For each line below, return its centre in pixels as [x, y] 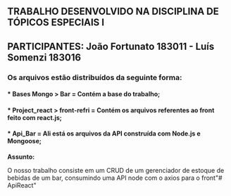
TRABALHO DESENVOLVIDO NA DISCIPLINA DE [113, 12]
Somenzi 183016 [44, 57]
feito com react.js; [35, 117]
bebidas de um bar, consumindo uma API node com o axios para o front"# [115, 178]
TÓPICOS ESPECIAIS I [56, 23]
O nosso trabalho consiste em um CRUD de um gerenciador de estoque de [116, 171]
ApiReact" [22, 185]
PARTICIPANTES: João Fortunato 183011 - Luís [111, 46]
